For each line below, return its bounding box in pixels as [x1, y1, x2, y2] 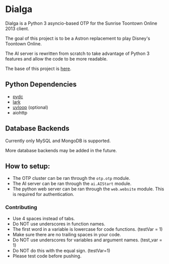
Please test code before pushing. [12, 253, 82, 259]
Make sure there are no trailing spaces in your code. [12, 231, 121, 237]
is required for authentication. [12, 191, 75, 197]
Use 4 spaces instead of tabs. [12, 215, 75, 221]
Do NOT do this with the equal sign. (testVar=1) [12, 247, 110, 253]
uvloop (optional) [12, 104, 48, 110]
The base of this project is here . [5, 65, 72, 72]
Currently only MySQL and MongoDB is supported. [5, 138, 111, 144]
